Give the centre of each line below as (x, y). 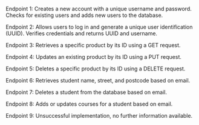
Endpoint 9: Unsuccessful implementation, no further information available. (99, 116)
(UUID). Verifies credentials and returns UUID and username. (82, 33)
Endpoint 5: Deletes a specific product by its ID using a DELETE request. (96, 69)
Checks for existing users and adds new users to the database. (84, 15)
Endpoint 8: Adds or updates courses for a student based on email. (89, 104)
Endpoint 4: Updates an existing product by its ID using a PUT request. (94, 57)
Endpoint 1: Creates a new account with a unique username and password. (99, 9)
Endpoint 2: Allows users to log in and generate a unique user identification (99, 27)
